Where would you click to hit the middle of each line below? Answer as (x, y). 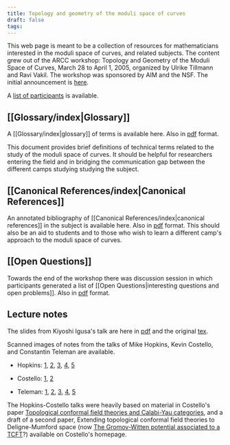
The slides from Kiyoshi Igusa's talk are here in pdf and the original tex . (108, 331)
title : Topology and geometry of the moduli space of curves (96, 13)
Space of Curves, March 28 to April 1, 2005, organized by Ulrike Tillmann (110, 68)
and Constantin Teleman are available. (61, 351)
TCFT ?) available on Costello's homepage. (67, 434)
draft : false (26, 20)
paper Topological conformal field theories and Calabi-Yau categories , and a (115, 412)
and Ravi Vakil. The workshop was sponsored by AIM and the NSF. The (107, 75)
